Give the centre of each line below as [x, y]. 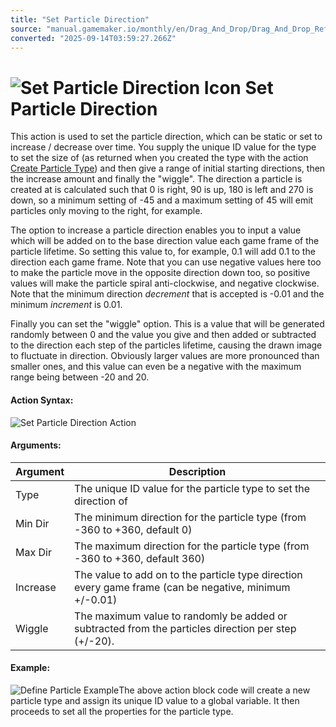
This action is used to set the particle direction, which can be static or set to [166, 137]
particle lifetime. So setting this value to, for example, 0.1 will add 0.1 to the [163, 252]
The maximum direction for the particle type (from [192, 546]
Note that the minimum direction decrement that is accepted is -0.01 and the [167, 294]
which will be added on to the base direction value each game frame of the [165, 241]
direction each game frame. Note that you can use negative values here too [166, 262]
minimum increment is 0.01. [66, 305]
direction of [101, 501]
